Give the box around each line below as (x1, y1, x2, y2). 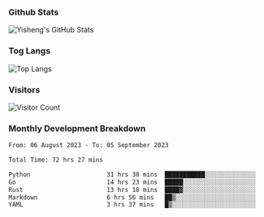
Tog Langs (8, 46, 51, 57)
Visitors (8, 84, 41, 95)
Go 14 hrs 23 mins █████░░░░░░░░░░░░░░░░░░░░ (8, 178, 256, 186)
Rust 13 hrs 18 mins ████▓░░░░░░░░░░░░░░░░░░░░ (8, 185, 256, 193)
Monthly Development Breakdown (8, 123, 146, 134)
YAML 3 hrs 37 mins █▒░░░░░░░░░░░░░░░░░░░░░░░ (8, 201, 256, 209)
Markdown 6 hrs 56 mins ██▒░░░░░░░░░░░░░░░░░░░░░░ (8, 193, 256, 202)
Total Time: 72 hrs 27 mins (8, 156, 104, 164)
